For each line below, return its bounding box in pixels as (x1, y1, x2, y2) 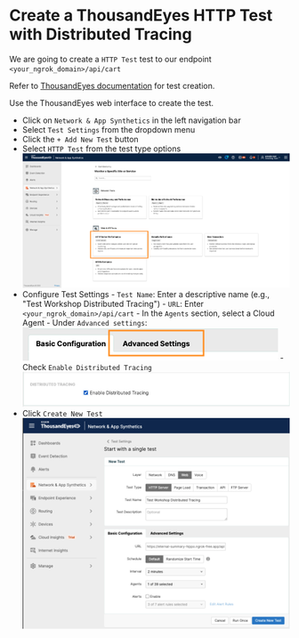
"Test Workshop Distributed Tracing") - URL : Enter (21, 298, 205, 309)
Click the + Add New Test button (21, 133, 140, 144)
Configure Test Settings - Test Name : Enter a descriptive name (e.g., (21, 288, 270, 299)
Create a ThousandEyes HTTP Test (9, 5, 273, 26)
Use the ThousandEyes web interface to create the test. (9, 97, 214, 108)
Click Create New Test (21, 408, 103, 419)
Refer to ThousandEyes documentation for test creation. (9, 80, 215, 91)
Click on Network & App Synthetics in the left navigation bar (21, 115, 242, 125)
